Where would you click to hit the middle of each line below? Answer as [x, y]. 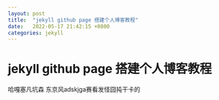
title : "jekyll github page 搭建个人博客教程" [73, 20]
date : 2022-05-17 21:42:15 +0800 [59, 26]
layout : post [27, 13]
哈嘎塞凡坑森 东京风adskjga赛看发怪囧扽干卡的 [74, 90]
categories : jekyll [36, 33]
